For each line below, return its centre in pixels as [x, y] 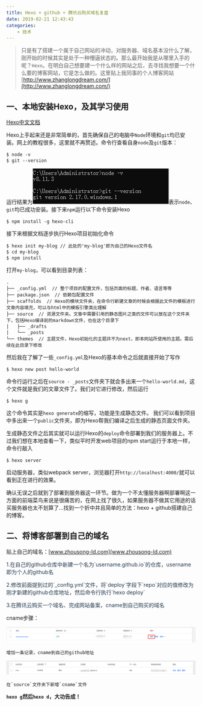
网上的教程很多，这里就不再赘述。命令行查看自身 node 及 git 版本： [97, 143]
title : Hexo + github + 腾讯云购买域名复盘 [57, 13]
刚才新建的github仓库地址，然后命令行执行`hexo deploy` [76, 592]
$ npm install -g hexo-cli [40, 222]
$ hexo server [24, 460]
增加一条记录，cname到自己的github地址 [50, 653]
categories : [21, 25]
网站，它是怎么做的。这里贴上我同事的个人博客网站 [111, 73]
